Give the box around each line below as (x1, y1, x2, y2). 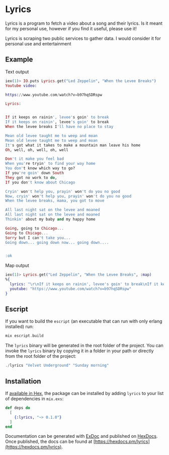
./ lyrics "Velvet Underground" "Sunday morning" (5, 363, 109, 368)
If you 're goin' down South (5, 170, 64, 175)
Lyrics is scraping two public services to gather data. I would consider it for (5, 35, 161, 41)
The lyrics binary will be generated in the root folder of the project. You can (5, 343, 163, 349)
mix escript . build (5, 334, 44, 339)
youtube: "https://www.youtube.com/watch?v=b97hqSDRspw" (10, 286, 132, 291)
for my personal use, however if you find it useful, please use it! (5, 25, 137, 31)
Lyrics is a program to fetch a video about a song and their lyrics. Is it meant (5, 20, 162, 26)
